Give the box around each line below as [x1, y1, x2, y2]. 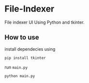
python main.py [4, 73, 35, 78]
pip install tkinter [4, 55, 46, 60]
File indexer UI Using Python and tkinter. [4, 19, 85, 25]
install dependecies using [4, 46, 56, 52]
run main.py [4, 64, 28, 70]
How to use [4, 33, 39, 41]
